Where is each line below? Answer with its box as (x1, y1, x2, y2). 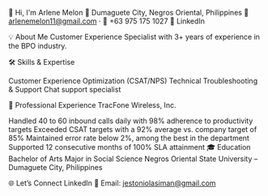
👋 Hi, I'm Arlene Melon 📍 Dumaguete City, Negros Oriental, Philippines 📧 (8, 8, 249, 17)
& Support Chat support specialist (8, 85, 121, 94)
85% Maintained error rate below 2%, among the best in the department (8, 134, 249, 143)
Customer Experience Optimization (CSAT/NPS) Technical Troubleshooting (8, 76, 257, 85)
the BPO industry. (8, 41, 67, 50)
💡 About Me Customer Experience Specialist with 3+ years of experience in (8, 32, 261, 41)
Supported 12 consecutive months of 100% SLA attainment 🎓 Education (8, 143, 251, 151)
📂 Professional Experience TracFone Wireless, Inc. (8, 100, 177, 109)
